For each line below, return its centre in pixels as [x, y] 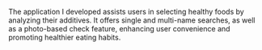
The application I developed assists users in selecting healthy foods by [126, 12]
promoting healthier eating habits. [65, 37]
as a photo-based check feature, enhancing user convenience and [119, 29]
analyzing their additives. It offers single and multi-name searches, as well [132, 20]
